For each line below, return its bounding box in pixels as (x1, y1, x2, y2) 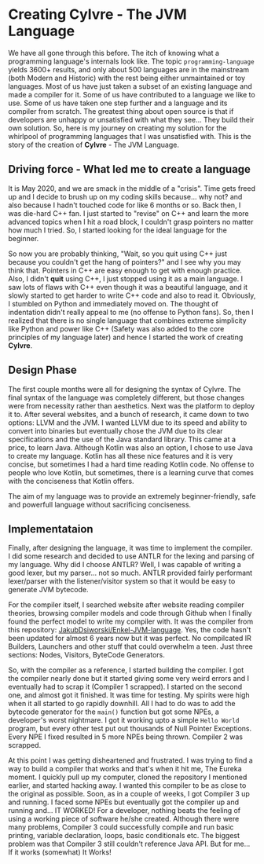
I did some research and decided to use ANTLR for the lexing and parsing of (8, 551, 255, 561)
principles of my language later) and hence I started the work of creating (8, 332, 244, 342)
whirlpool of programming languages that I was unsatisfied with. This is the (8, 131, 251, 141)
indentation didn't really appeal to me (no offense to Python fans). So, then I (8, 307, 254, 317)
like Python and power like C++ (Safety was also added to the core (8, 324, 225, 333)
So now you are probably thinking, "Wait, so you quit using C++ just (8, 249, 228, 258)
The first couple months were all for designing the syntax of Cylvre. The (8, 384, 241, 394)
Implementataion (8, 522, 93, 536)
